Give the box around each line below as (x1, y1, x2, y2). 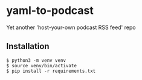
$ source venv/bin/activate (6, 62, 77, 68)
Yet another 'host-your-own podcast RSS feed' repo (6, 24, 136, 31)
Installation (6, 41, 50, 52)
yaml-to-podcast (6, 4, 94, 18)
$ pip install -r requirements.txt (6, 68, 96, 74)
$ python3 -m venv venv (6, 57, 66, 64)
